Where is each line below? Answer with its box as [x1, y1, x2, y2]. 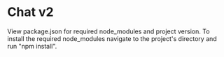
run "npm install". [7, 42, 57, 50]
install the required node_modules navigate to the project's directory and [7, 34, 217, 42]
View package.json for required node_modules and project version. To [7, 27, 210, 35]
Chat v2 [7, 4, 54, 20]
